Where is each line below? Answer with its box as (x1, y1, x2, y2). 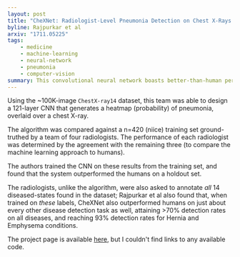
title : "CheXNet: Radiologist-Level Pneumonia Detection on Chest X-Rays (7, 17, 232, 24)
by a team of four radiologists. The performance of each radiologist (30, 133, 229, 141)
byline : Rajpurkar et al (7, 24, 81, 31)
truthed (7, 133, 29, 141)
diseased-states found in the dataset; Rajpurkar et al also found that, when (7, 191, 227, 200)
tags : (7, 37, 24, 44)
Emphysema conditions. (7, 221, 79, 230)
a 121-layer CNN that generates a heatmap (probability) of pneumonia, (7, 104, 214, 113)
